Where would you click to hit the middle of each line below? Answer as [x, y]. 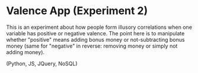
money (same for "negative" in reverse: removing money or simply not [92, 46]
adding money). [25, 52]
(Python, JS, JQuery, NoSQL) [42, 64]
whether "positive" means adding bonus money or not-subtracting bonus [95, 39]
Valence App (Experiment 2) [77, 11]
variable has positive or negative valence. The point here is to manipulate [95, 33]
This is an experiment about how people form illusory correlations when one [99, 27]
